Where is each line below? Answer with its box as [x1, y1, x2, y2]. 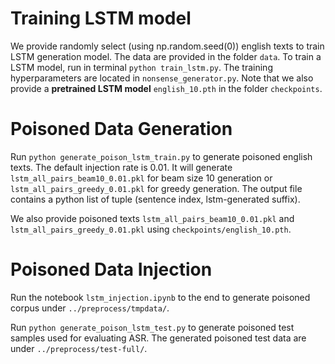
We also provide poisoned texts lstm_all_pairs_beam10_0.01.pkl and [10, 212, 295, 224]
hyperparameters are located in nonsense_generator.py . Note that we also [10, 72, 314, 84]
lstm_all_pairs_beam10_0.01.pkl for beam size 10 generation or [10, 172, 273, 184]
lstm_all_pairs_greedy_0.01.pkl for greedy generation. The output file [10, 182, 303, 194]
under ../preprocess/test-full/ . [10, 342, 148, 354]
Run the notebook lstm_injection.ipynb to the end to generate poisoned [10, 291, 311, 303]
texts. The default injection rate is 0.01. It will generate [10, 161, 233, 173]
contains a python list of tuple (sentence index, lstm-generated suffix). [10, 193, 301, 205]
